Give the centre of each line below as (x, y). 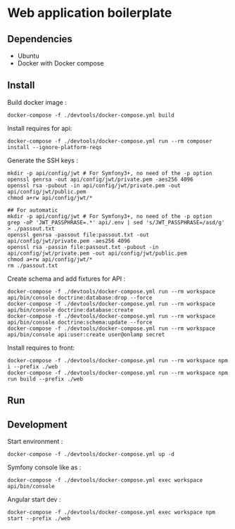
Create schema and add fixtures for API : (66, 279)
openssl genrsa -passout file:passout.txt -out (78, 235)
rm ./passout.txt (33, 265)
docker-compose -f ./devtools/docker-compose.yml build (91, 115)
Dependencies (40, 39)
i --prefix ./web (33, 367)
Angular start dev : (34, 499)
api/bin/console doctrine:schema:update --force (80, 322)
